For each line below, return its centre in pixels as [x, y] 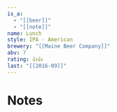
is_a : [15, 14]
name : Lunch [24, 33]
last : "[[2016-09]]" [37, 66]
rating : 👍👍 [25, 59]
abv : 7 [17, 53]
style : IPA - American [40, 40]
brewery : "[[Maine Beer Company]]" [59, 46]
